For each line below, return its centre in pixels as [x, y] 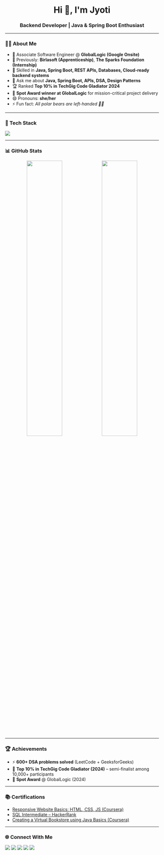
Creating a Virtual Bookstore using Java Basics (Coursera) [71, 820]
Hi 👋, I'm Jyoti [82, 10]
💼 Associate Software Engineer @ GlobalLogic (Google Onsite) [76, 54]
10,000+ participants [33, 774]
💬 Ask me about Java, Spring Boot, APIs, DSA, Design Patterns [76, 80]
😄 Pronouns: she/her [34, 98]
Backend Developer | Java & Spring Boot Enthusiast [82, 25]
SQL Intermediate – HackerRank [44, 814]
